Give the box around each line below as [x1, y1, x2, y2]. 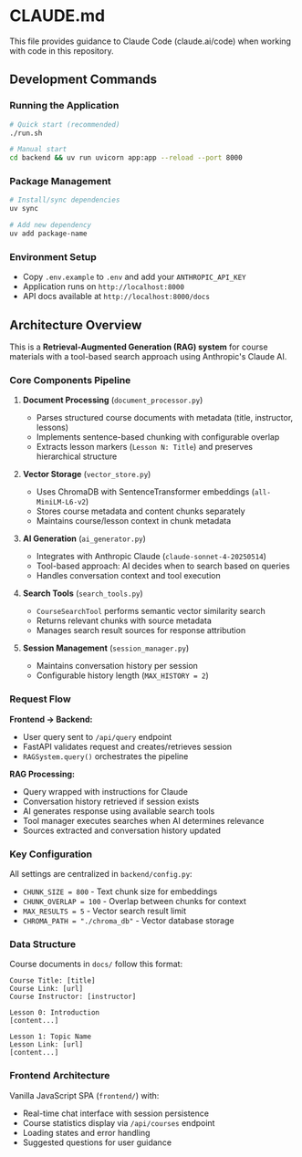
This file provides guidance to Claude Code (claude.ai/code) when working [9, 36, 292, 47]
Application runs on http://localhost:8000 [22, 281, 185, 292]
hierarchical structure [36, 451, 118, 462]
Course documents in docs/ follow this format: [9, 959, 183, 970]
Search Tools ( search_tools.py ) [22, 588, 143, 599]
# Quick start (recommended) [9, 120, 120, 129]
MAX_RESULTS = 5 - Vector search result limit [22, 905, 187, 916]
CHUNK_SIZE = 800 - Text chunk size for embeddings [22, 886, 218, 897]
